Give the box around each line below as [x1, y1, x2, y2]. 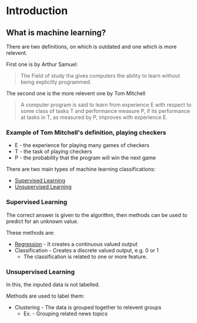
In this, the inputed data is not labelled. [6, 281, 100, 288]
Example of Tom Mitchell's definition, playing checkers [6, 128, 166, 136]
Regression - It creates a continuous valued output [14, 240, 138, 248]
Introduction [6, 4, 68, 18]
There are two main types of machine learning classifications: [6, 166, 156, 173]
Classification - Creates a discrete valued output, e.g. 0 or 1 [14, 247, 159, 254]
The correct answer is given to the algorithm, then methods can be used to [6, 211, 188, 218]
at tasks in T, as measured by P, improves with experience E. [20, 114, 168, 121]
